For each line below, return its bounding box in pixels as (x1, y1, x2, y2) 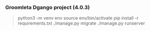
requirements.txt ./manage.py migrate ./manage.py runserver (17, 20, 145, 26)
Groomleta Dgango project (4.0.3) (5, 4, 90, 11)
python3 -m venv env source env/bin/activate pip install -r (17, 15, 139, 21)
